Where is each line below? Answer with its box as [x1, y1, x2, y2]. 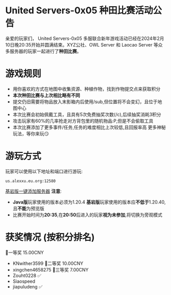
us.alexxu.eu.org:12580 [5, 178, 56, 184]
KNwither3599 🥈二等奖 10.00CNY [12, 260, 84, 266]
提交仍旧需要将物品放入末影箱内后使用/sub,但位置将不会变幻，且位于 [12, 98, 158, 105]
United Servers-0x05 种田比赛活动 [5, 5, 153, 16]
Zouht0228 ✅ [12, 272, 42, 279]
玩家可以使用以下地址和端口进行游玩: [5, 168, 83, 174]
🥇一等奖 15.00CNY [5, 249, 44, 256]
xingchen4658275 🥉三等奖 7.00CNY [12, 266, 89, 273]
